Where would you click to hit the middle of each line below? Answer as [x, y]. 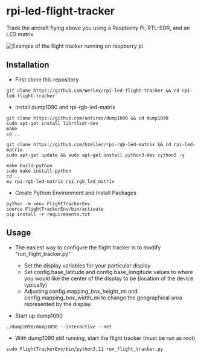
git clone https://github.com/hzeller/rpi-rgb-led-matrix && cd [89, 144]
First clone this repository [47, 79]
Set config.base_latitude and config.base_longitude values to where [108, 272]
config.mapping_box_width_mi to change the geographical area [103, 298]
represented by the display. [58, 304]
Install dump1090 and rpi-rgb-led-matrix [65, 107]
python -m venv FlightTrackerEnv [48, 203]
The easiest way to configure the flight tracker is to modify [88, 247]
